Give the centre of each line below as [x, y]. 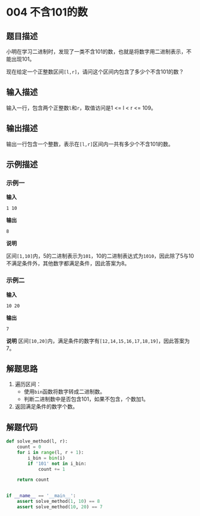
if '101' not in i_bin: [57, 464]
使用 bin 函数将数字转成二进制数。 [64, 392]
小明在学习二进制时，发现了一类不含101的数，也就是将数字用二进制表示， [96, 52]
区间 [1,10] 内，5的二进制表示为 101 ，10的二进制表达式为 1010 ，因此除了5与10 [100, 256]
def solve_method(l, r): [37, 441]
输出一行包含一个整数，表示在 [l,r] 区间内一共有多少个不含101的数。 [90, 144]
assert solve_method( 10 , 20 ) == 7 [60, 507]
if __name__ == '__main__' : [41, 496]
